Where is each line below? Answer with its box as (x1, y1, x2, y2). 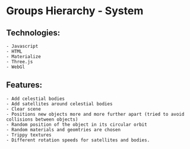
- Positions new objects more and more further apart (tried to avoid (6, 111, 185, 117)
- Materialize (6, 54, 42, 60)
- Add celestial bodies (6, 96, 65, 102)
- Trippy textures (6, 132, 52, 138)
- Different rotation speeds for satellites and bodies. (6, 137, 150, 143)
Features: (6, 80, 43, 90)
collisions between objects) (6, 116, 78, 122)
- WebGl (6, 64, 26, 70)
